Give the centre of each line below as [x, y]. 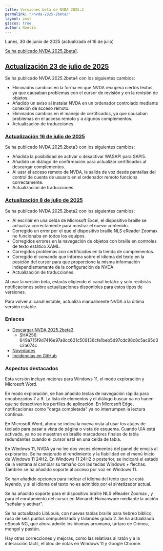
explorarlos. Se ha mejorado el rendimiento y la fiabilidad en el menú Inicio [80, 454]
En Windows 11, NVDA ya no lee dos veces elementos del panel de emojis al [81, 449]
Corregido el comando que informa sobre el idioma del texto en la [78, 256]
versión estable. [21, 306]
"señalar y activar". [24, 504]
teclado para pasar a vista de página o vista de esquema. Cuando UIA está [80, 429]
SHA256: [29, 335]
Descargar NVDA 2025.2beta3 [43, 330]
